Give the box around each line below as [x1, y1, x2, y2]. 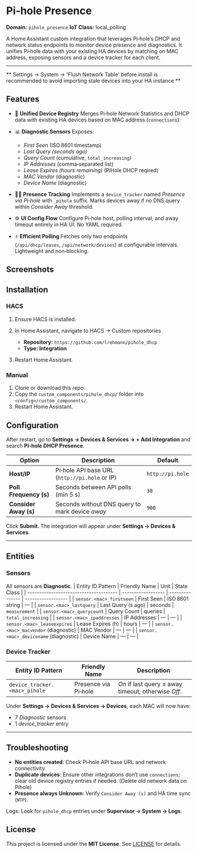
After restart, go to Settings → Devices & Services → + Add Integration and [6, 435, 190, 443]
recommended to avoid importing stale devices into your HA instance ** [6, 77, 181, 84]
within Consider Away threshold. [14, 203, 94, 210]
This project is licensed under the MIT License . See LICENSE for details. [6, 840, 181, 847]
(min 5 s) [55, 490, 81, 498]
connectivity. [14, 765, 47, 772]
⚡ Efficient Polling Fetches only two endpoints [14, 232, 128, 240]
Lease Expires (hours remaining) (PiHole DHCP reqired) [23, 166, 159, 173]
